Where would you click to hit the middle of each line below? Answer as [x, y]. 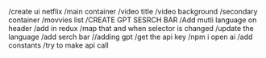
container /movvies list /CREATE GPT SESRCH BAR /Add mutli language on [133, 20]
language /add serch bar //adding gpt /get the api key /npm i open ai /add [131, 37]
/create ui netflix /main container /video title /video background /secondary [133, 12]
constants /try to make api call [58, 45]
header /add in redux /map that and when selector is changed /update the [131, 28]
